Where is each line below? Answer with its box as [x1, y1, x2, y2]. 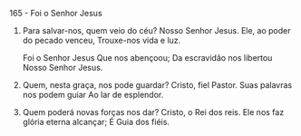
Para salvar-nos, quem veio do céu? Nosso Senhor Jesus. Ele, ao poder [22, 25, 291, 35]
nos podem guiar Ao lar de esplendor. [22, 90, 164, 100]
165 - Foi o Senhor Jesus [9, 8, 102, 18]
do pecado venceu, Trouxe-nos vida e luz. [22, 35, 181, 45]
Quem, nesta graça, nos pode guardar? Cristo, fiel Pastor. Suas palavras [22, 80, 293, 90]
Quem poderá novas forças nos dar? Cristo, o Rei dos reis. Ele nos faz [22, 107, 285, 117]
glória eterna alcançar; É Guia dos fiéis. [22, 117, 170, 127]
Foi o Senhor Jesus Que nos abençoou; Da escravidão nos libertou [22, 53, 273, 63]
